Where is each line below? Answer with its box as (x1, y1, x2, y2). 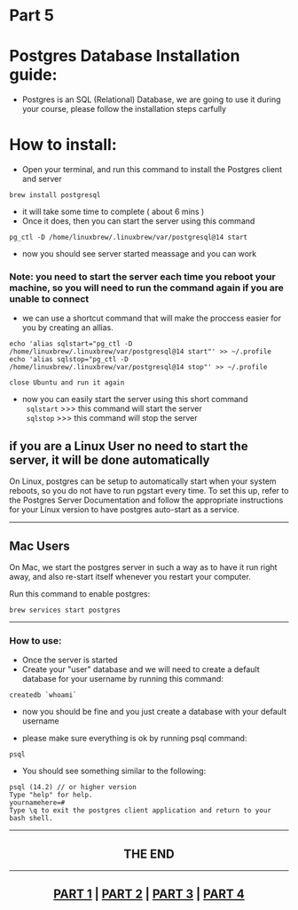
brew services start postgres (9, 605, 122, 614)
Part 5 (9, 5, 55, 26)
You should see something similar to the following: (21, 765, 207, 777)
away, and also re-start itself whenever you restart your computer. (9, 571, 251, 582)
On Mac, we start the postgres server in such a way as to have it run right (9, 561, 278, 573)
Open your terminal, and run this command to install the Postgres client (21, 164, 282, 175)
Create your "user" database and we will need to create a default (21, 664, 260, 675)
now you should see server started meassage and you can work (21, 249, 257, 259)
